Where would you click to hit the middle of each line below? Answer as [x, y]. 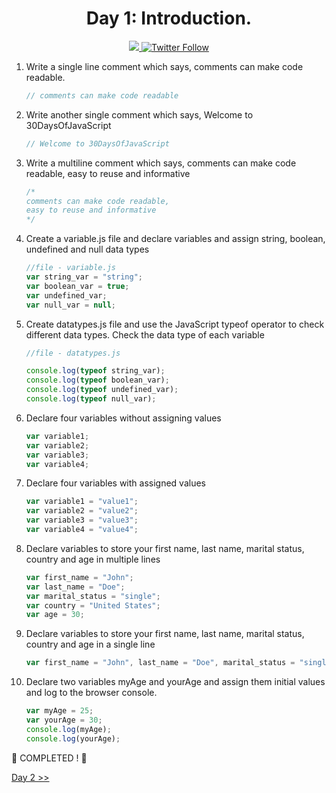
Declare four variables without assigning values [123, 418]
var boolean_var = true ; [77, 286]
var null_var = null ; [71, 305]
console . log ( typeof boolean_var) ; [97, 380]
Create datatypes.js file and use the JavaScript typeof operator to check [175, 324]
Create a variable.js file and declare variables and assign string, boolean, [175, 239]
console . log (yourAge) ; [73, 738]
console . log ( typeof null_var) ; [91, 399]
